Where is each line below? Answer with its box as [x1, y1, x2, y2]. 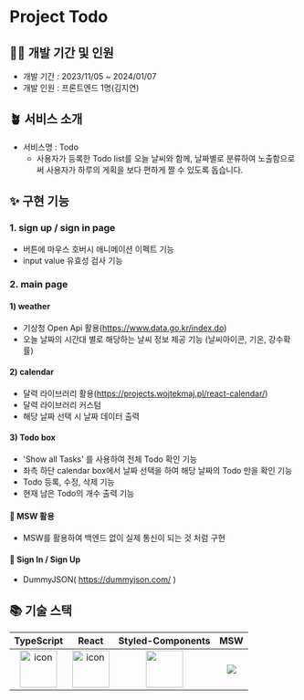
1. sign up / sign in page [9, 222, 116, 235]
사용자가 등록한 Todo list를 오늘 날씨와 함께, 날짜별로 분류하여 [36, 152, 257, 163]
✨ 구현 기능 [9, 193, 70, 209]
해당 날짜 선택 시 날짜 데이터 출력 [22, 411, 140, 422]
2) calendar [9, 367, 55, 378]
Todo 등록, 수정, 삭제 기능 [22, 476, 115, 487]
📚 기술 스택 [9, 602, 73, 618]
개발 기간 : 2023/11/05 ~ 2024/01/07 [22, 71, 157, 81]
